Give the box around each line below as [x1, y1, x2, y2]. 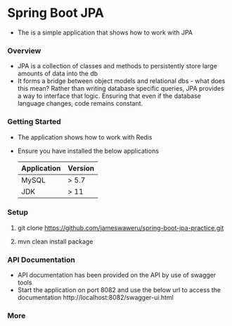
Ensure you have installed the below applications [17, 146, 160, 155]
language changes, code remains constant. [17, 99, 143, 108]
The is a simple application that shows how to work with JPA [17, 28, 193, 37]
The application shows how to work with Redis [17, 132, 153, 142]
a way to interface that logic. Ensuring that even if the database [17, 92, 202, 100]
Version [67, 163, 95, 173]
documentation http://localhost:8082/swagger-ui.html [17, 294, 174, 302]
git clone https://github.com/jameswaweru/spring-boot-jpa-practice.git [17, 223, 224, 232]
